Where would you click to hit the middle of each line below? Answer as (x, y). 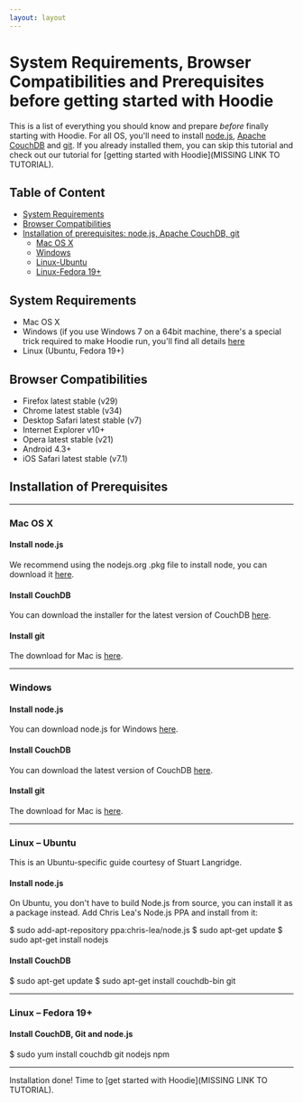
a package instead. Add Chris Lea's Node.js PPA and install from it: (134, 912)
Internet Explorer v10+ (64, 430)
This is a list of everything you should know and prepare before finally (139, 126)
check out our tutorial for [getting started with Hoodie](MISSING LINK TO (145, 154)
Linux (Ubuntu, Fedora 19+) (73, 351)
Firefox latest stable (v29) (70, 401)
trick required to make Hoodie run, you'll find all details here (133, 341)
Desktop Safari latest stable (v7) (82, 420)
